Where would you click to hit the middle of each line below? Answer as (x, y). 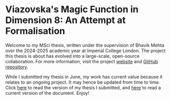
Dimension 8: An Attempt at (65, 20)
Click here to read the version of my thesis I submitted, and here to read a (83, 87)
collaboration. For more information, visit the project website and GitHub (82, 61)
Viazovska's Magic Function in (72, 9)
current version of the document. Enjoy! (47, 93)
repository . (17, 67)
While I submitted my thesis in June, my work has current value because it (84, 77)
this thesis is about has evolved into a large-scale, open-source (72, 56)
